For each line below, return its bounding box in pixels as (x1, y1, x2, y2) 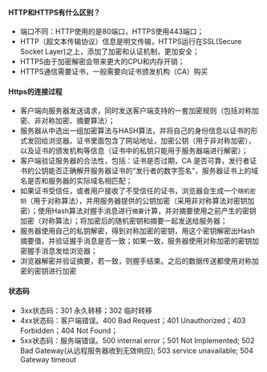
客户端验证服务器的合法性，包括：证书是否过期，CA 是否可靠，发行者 (19, 156, 250, 166)
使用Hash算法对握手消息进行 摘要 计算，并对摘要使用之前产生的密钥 (37, 206, 257, 216)
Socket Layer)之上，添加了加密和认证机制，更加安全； (19, 46, 200, 56)
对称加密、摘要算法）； (41, 116, 115, 126)
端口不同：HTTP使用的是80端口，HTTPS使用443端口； (19, 26, 204, 36)
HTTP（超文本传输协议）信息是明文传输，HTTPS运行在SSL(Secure (19, 37, 242, 46)
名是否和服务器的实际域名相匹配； (19, 176, 133, 186)
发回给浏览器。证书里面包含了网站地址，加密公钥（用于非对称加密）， (26, 136, 256, 146)
